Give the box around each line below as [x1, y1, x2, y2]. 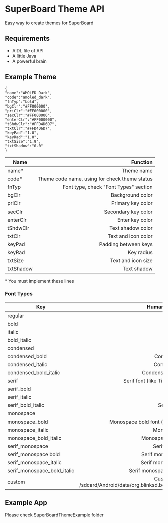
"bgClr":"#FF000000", [5, 103, 50, 109]
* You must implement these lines [5, 278, 74, 284]
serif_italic [7, 393, 32, 400]
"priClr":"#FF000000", [5, 108, 52, 113]
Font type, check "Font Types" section [62, 183, 153, 190]
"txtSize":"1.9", [5, 139, 41, 144]
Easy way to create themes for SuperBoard [5, 20, 94, 26]
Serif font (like [123, 377, 157, 384]
